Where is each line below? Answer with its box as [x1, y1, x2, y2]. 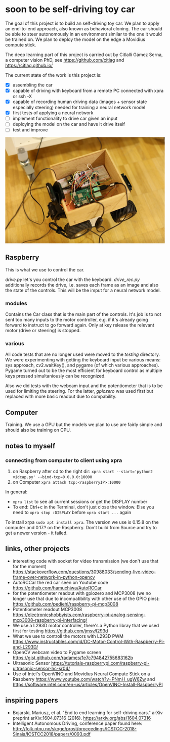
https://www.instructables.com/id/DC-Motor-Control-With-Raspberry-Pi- [12, 638, 165, 644]
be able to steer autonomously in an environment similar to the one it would [5, 31, 162, 37]
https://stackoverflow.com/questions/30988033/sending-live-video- [12, 569, 156, 575]
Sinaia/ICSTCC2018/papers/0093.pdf [12, 731, 91, 737]
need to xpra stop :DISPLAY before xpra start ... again [12, 509, 132, 515]
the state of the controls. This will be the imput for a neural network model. [5, 287, 161, 293]
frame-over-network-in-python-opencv [12, 574, 95, 580]
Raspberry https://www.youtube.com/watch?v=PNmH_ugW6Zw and [12, 676, 155, 682]
